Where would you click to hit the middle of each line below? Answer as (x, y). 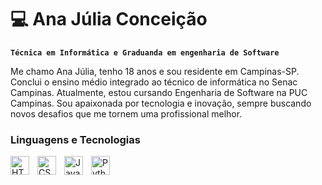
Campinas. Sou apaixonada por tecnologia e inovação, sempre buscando (161, 103)
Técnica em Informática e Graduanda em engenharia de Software (145, 52)
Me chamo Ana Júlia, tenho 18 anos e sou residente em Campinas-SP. (155, 71)
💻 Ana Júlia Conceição (109, 19)
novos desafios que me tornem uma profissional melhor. (126, 113)
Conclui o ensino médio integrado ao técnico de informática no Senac (154, 82)
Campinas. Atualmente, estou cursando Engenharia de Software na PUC (159, 92)
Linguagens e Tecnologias (75, 139)
